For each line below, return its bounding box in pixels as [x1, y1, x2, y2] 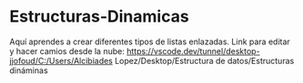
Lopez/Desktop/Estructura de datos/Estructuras [115, 55, 295, 66]
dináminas [9, 65, 48, 76]
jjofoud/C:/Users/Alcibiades [9, 55, 114, 66]
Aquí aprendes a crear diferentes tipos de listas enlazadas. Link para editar [9, 36, 291, 47]
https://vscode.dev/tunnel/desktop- [126, 45, 261, 56]
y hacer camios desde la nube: [9, 45, 125, 56]
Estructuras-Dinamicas [9, 6, 189, 27]
